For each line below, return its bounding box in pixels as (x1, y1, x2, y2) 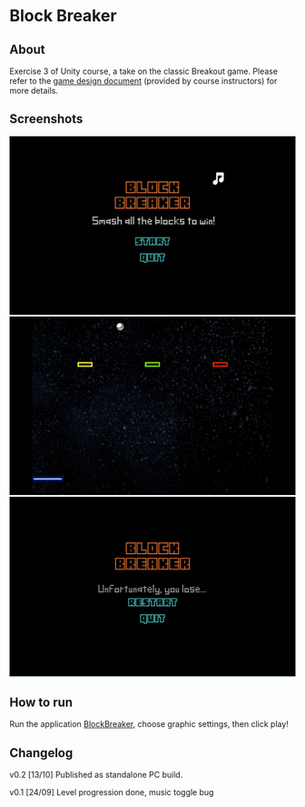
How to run (9, 694, 74, 710)
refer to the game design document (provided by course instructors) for (9, 76, 278, 86)
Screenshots (9, 111, 84, 127)
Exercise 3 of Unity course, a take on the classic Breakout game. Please (9, 66, 279, 76)
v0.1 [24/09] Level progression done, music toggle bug (9, 786, 214, 797)
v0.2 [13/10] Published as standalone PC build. (9, 769, 183, 780)
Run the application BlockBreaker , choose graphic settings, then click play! (9, 719, 289, 730)
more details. (9, 86, 59, 96)
